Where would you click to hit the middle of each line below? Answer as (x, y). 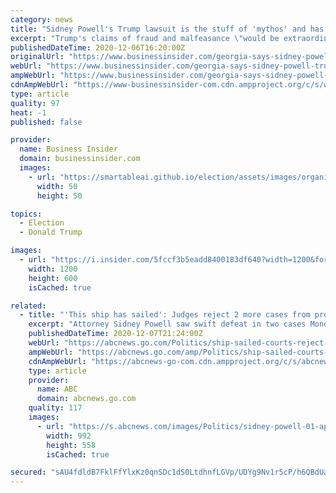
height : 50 (59, 196)
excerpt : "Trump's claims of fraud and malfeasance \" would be (145, 38)
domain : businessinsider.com (80, 159)
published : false (46, 122)
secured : (28, 472)
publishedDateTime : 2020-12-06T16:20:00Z (98, 47)
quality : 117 (55, 408)
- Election (42, 223)
